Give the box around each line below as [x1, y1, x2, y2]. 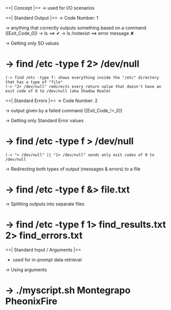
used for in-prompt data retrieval [12, 257, 82, 263]
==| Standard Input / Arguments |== [5, 246, 81, 253]
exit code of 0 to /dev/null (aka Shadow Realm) [5, 88, 111, 93]
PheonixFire [5, 295, 58, 307]
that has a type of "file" [5, 80, 63, 85]
